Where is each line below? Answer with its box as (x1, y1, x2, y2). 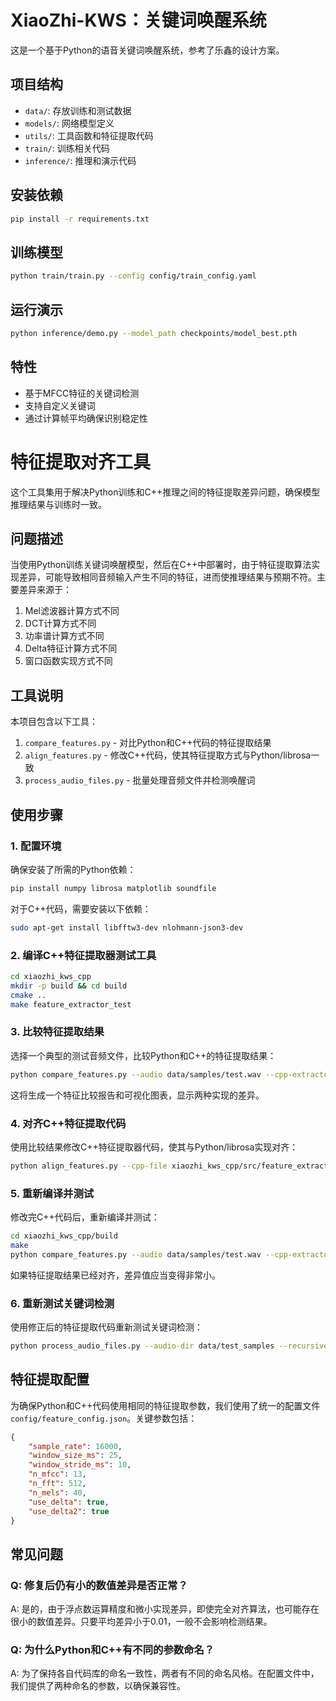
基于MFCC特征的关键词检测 (24, 387, 140, 399)
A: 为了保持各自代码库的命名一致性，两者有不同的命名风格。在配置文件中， (10, 1667, 320, 1680)
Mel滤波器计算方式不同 (24, 605, 120, 617)
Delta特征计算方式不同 (24, 642, 118, 655)
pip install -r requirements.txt (10, 214, 150, 224)
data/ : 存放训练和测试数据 (24, 104, 132, 116)
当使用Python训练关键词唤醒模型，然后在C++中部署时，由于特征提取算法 (10, 559, 312, 571)
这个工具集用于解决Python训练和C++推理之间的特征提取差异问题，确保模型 (10, 486, 321, 498)
